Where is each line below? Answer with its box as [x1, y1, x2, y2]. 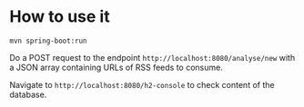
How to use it [9, 6, 111, 27]
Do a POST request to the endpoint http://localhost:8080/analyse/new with [9, 52, 296, 63]
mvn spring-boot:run [9, 36, 88, 45]
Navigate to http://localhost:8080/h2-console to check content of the [9, 79, 275, 90]
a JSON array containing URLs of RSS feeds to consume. [9, 62, 223, 73]
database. [9, 89, 47, 100]
